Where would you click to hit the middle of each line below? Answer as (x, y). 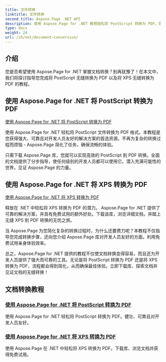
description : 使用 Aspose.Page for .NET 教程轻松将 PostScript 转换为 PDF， (82, 24)
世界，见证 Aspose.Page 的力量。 (40, 167)
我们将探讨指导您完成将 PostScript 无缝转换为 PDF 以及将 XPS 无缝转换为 (80, 78)
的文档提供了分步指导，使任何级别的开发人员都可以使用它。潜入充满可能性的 (83, 161)
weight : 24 (16, 33)
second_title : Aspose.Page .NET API (43, 19)
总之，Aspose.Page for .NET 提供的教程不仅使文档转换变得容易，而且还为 (80, 254)
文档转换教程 (25, 289)
